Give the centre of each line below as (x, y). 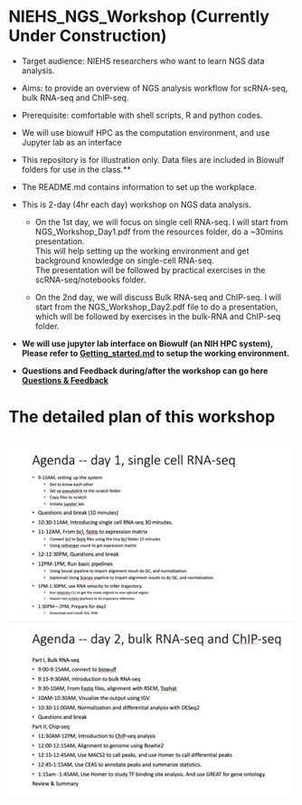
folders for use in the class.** (76, 169)
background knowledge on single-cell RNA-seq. (124, 260)
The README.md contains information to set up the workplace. (139, 186)
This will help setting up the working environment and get (142, 251)
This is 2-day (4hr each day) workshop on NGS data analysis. (136, 204)
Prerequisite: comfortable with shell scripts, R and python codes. (142, 115)
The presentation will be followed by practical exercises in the (150, 270)
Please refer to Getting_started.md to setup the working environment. (156, 353)
